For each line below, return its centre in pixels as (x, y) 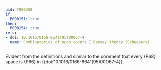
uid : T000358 (19, 10)
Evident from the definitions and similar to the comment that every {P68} (81, 56)
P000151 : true (24, 19)
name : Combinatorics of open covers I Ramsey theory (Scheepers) (80, 42)
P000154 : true (24, 28)
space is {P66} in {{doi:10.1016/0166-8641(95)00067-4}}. (65, 62)
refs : (11, 33)
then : (11, 24)
